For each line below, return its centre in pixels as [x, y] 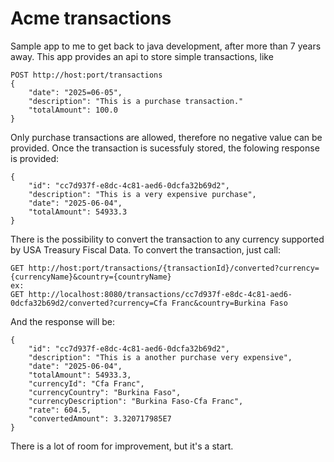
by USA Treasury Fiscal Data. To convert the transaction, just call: [146, 249]
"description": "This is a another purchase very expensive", [160, 357]
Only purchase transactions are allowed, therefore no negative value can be [166, 137]
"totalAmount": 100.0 [73, 110]
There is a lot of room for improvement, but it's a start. [122, 446]
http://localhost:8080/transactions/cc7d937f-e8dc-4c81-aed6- [160, 294]
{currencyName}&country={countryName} [91, 277]
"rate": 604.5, [60, 410]
